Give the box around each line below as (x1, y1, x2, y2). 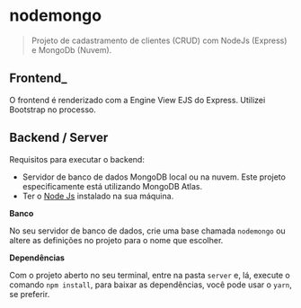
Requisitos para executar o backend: (9, 154, 146, 164)
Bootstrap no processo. (9, 104, 96, 115)
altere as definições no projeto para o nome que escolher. (9, 234, 224, 245)
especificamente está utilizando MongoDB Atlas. (22, 180, 203, 191)
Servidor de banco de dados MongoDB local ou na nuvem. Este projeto (22, 172, 286, 182)
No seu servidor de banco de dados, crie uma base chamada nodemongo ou (9, 225, 286, 236)
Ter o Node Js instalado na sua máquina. (22, 190, 174, 201)
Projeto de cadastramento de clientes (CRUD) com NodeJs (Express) (31, 35, 288, 46)
